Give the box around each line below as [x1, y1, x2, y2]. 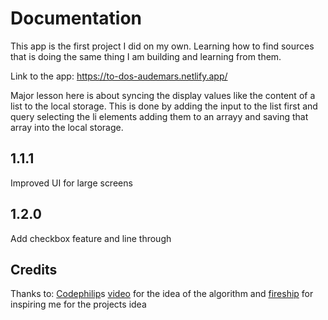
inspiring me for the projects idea [10, 298, 147, 311]
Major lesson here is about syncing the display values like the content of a [10, 89, 316, 101]
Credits [10, 261, 58, 278]
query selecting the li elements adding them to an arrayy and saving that [10, 110, 309, 122]
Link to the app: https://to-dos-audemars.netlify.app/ [10, 70, 228, 82]
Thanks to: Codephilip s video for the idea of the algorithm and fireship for [10, 288, 314, 300]
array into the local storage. [10, 121, 124, 133]
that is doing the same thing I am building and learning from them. [10, 50, 282, 62]
